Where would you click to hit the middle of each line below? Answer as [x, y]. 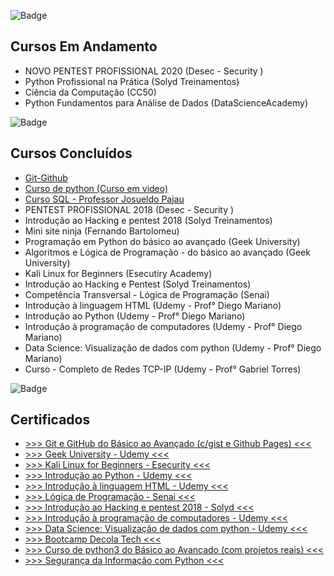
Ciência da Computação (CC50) [90, 92]
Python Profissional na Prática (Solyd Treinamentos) [132, 81]
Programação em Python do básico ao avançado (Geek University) [162, 241]
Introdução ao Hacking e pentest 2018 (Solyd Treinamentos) [148, 220]
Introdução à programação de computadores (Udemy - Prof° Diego [163, 326]
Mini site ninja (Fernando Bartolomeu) [102, 231]
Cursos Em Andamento [84, 46]
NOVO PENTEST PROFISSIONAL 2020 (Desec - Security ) [144, 71]
